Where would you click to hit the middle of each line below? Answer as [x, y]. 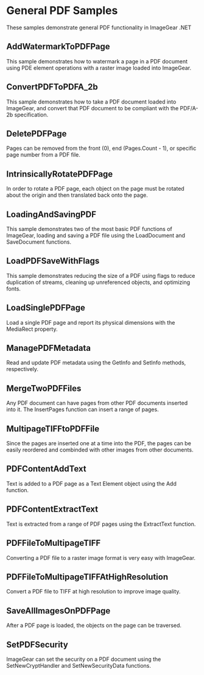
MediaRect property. [32, 329]
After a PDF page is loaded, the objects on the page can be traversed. [94, 626]
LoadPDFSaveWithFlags [53, 261]
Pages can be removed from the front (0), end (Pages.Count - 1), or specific [101, 148]
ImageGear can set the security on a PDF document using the [84, 659]
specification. [31, 115]
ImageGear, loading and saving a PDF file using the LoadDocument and [96, 235]
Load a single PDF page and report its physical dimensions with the [91, 322]
